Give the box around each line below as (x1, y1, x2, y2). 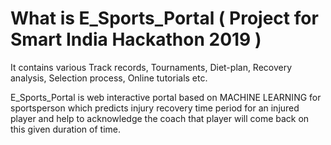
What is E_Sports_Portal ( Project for (10, 7, 319, 30)
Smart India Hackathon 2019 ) (10, 28, 262, 51)
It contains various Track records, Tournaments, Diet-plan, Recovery (10, 61, 293, 73)
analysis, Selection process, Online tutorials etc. (10, 72, 208, 84)
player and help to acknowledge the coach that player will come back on (10, 112, 310, 124)
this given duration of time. (10, 123, 122, 135)
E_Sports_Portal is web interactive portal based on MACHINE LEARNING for (10, 91, 322, 103)
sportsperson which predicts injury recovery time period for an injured (10, 102, 300, 114)
